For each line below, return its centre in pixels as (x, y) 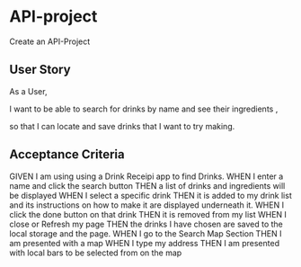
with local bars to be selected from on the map (96, 253)
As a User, (28, 91)
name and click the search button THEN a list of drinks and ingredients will (147, 185)
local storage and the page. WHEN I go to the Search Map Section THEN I (146, 233)
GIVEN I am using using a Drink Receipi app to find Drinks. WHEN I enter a (146, 176)
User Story (40, 70)
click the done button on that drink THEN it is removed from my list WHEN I (148, 214)
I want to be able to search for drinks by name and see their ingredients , (144, 109)
